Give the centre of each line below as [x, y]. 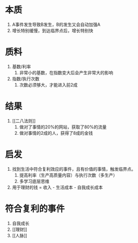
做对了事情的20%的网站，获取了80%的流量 [63, 127]
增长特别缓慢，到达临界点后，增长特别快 [52, 30]
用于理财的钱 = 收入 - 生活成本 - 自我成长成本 [57, 187]
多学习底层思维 [34, 181]
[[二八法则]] [24, 121]
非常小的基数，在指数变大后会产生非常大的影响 [66, 72]
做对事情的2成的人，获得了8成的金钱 [56, 133]
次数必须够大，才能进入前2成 [48, 85]
